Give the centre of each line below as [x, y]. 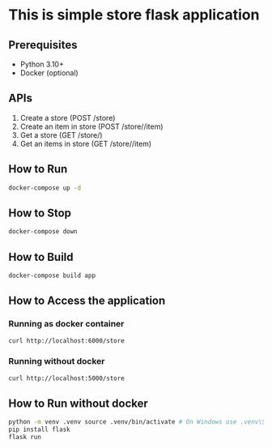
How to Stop [40, 213]
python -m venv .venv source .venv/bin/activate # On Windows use [123, 422]
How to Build [41, 257]
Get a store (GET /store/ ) [61, 134]
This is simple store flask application [134, 15]
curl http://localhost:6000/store [67, 341]
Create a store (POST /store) [68, 117]
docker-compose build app [52, 275]
